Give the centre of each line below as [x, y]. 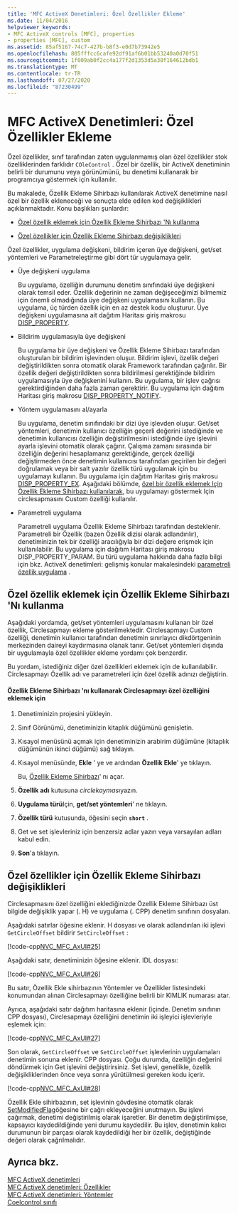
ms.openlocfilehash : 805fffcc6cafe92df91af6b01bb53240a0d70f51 [103, 54]
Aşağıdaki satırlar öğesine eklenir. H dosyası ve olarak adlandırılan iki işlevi [117, 925]
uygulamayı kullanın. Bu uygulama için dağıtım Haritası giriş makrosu [118, 476]
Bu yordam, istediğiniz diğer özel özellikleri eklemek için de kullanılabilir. [113, 667]
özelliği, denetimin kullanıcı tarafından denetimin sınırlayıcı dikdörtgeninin [114, 637]
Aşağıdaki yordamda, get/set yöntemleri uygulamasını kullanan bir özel [111, 623]
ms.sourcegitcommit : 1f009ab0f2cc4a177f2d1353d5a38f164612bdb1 [103, 61]
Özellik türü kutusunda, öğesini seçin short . [83, 818]
